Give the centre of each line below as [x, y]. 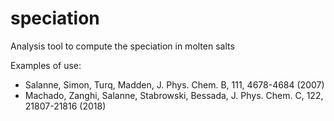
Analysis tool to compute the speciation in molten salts [122, 46]
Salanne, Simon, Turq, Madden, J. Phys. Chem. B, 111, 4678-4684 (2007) [174, 84]
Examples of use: [46, 65]
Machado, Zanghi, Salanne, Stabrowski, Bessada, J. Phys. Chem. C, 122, [174, 95]
